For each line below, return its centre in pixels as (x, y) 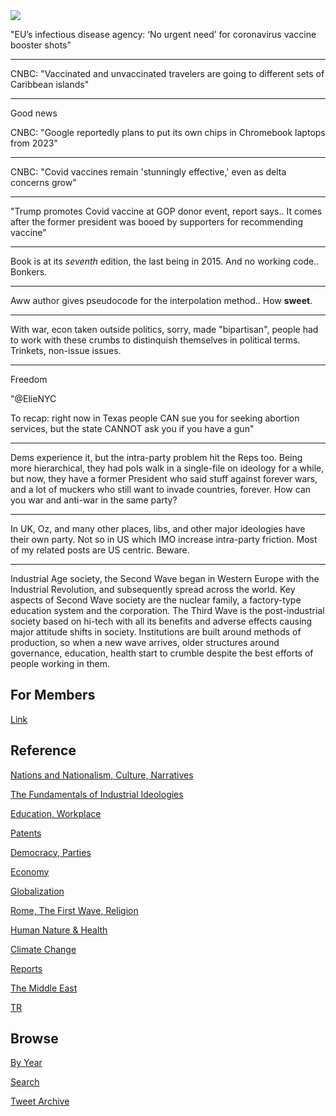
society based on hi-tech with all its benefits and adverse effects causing (161, 621)
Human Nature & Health (59, 930)
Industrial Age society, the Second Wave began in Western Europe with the (165, 578)
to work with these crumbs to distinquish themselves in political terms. (155, 340)
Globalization (37, 891)
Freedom (29, 379)
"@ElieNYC (33, 398)
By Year (26, 1063)
